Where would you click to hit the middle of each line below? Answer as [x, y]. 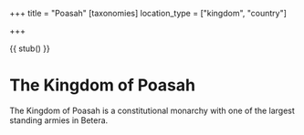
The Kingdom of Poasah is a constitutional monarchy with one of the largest [152, 110]
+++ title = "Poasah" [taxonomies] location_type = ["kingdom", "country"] [148, 13]
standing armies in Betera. [59, 120]
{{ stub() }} [30, 48]
